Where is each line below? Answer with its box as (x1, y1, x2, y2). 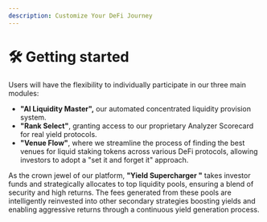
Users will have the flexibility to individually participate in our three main (8, 79, 247, 89)
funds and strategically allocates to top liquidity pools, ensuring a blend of (8, 179, 254, 188)
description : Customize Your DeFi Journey (8, 11, 153, 20)
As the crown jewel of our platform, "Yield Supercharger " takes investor (8, 170, 251, 180)
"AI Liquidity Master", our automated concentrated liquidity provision (19, 103, 252, 113)
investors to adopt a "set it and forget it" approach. (19, 155, 189, 164)
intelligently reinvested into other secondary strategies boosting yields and (8, 196, 256, 205)
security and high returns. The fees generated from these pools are (8, 188, 232, 197)
